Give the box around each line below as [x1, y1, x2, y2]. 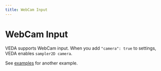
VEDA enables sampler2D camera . [5, 50, 73, 56]
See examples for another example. [5, 60, 78, 66]
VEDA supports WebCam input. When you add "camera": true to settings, [5, 45, 157, 51]
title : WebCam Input [5, 7, 48, 12]
